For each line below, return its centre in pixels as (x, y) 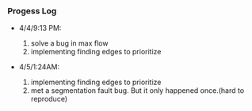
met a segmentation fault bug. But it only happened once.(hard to (137, 91)
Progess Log (32, 11)
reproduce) (49, 99)
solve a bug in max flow (69, 43)
